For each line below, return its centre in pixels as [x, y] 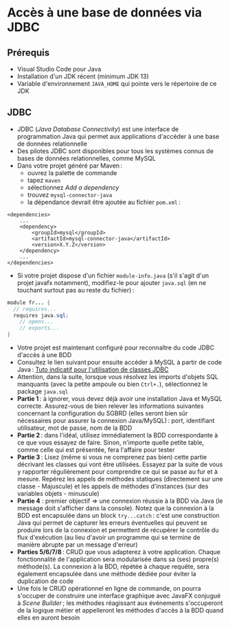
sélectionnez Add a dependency [73, 187]
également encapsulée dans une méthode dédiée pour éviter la [107, 574]
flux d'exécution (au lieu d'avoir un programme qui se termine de [108, 538]
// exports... [39, 328]
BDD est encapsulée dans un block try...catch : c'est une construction [118, 516]
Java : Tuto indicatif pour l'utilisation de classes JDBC [93, 369]
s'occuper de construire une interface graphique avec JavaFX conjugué [119, 596]
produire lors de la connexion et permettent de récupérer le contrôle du [118, 530]
